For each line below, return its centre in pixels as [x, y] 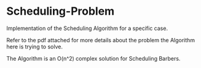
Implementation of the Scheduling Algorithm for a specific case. [87, 28]
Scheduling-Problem [61, 11]
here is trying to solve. [35, 47]
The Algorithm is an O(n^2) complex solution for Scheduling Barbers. [93, 58]
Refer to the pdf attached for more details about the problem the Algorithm [101, 40]
